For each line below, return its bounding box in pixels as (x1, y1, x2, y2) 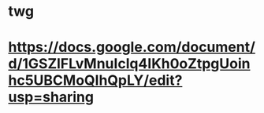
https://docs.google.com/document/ (8, 38, 256, 56)
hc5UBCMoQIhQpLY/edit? (8, 71, 183, 89)
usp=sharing (8, 89, 95, 106)
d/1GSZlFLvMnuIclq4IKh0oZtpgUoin (8, 55, 251, 73)
